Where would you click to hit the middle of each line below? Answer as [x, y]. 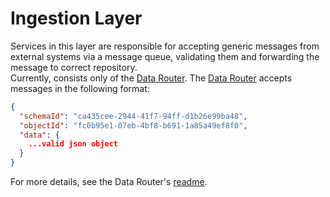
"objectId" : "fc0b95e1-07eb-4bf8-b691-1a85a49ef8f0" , [133, 125]
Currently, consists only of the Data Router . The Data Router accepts [151, 78]
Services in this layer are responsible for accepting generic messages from [165, 46]
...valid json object [73, 144]
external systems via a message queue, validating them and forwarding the [165, 56]
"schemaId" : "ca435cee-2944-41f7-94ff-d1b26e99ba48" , [133, 116]
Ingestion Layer [76, 18]
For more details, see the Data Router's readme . [109, 182]
